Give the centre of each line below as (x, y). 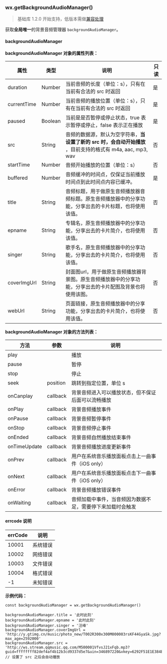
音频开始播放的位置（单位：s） (102, 165)
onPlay (16, 409)
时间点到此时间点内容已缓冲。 (100, 182)
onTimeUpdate (25, 446)
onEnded (18, 437)
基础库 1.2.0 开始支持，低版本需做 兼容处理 (60, 19)
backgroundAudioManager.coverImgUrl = (45, 630)
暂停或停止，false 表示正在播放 (107, 125)
